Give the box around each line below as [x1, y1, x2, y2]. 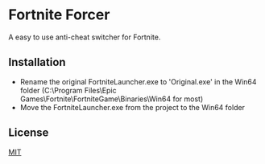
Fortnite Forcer [8, 6, 110, 24]
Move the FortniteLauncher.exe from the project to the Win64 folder [19, 102, 246, 112]
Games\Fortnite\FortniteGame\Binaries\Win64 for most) [19, 94, 204, 104]
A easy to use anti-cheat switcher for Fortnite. [8, 32, 161, 42]
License [8, 126, 49, 140]
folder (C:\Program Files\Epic [19, 85, 117, 95]
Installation [8, 55, 66, 69]
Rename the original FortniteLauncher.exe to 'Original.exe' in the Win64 [19, 76, 257, 86]
